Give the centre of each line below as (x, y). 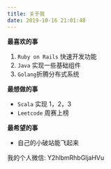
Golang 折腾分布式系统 (48, 74)
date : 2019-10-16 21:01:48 (46, 20)
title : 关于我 (26, 14)
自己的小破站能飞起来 (48, 142)
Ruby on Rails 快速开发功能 (57, 56)
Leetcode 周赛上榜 (43, 113)
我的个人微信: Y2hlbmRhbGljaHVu (56, 157)
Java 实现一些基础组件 (49, 65)
